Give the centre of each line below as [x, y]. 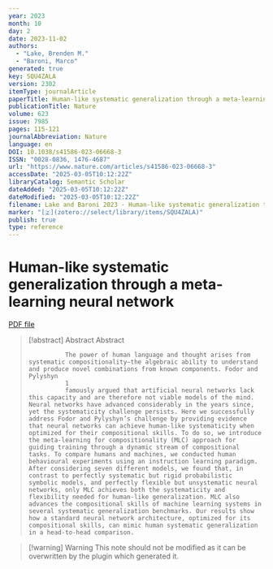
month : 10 [25, 24]
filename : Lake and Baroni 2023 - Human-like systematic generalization [134, 205]
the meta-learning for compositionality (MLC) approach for [132, 440]
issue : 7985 [28, 122]
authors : [23, 46]
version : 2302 [32, 84]
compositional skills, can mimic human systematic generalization [143, 526]
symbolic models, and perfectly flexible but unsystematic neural [143, 483]
